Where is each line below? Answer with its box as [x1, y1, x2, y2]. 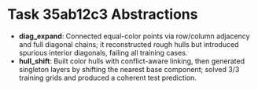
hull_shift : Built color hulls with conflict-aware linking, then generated [18, 56, 245, 66]
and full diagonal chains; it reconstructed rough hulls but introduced [18, 39, 239, 49]
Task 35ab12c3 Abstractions [7, 5, 198, 23]
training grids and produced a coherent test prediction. [18, 73, 197, 82]
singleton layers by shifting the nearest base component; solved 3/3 [18, 64, 240, 74]
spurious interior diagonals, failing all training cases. [18, 48, 188, 57]
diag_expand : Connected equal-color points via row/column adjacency [18, 31, 250, 41]
